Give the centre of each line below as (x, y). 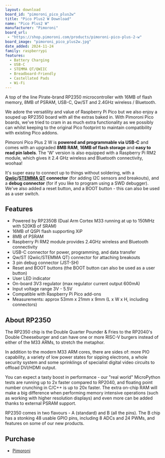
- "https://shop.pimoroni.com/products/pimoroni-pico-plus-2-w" (74, 37)
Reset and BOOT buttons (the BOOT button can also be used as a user (83, 268)
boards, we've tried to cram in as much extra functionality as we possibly (79, 122)
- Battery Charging (30, 60)
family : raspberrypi (26, 51)
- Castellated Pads (30, 78)
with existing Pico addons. (32, 132)
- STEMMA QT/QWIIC (29, 69)
